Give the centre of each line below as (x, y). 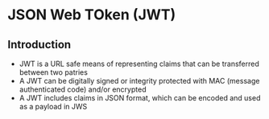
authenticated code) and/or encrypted (83, 89)
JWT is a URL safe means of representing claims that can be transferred (139, 64)
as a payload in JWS (53, 107)
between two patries (53, 72)
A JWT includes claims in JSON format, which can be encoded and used (140, 98)
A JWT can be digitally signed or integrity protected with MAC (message (139, 81)
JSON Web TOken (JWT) (92, 15)
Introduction (39, 45)
